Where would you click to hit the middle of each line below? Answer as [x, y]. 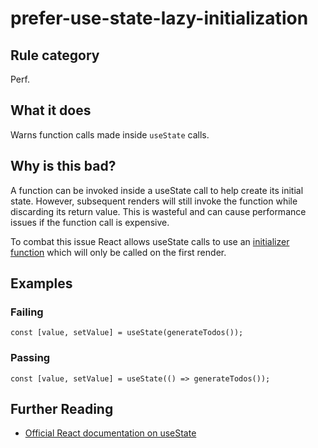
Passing [30, 358]
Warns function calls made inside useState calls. [110, 134]
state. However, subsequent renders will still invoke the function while [154, 201]
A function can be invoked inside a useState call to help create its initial [157, 190]
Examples [41, 283]
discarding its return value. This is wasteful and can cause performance [158, 211]
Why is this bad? [63, 166]
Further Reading [62, 409]
